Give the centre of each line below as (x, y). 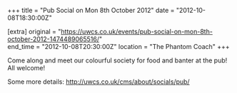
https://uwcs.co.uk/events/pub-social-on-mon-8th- (136, 32)
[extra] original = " (34, 32)
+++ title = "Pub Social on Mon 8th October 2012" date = (91, 10)
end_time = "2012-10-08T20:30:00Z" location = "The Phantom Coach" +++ (118, 46)
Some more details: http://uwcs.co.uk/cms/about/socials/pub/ (99, 82)
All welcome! (26, 68)
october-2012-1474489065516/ (54, 39)
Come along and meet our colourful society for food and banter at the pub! (117, 60)
